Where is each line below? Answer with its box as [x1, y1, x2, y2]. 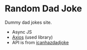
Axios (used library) [12, 34, 53, 40]
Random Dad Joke [5, 3, 82, 14]
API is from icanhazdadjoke [12, 39, 69, 45]
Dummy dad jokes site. [5, 19, 52, 25]
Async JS [12, 29, 32, 35]
